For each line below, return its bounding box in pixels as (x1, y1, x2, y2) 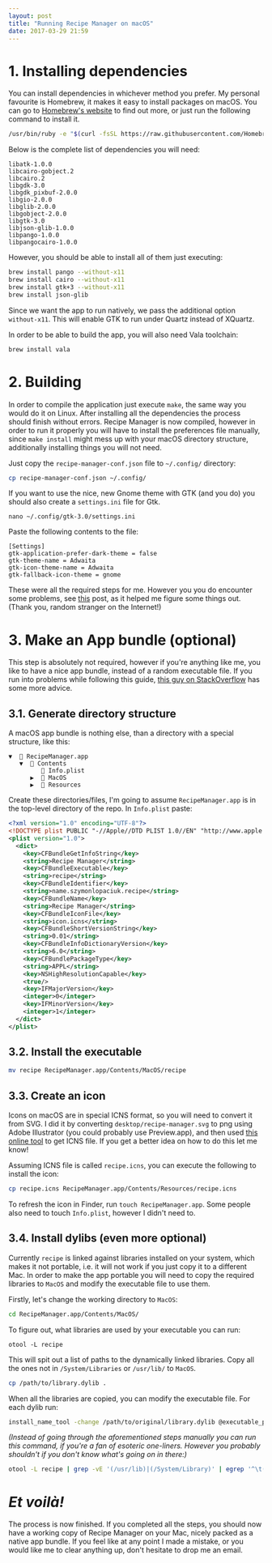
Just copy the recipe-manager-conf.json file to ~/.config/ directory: (8, 458, 236, 468)
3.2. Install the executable (8, 1046, 142, 1059)
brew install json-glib (8, 291, 89, 299)
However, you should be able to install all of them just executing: (8, 253, 223, 262)
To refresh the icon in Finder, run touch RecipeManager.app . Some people (8, 1199, 251, 1209)
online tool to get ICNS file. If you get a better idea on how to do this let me (8, 1136, 257, 1146)
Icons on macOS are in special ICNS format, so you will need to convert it (8, 1110, 253, 1120)
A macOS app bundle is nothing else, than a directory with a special (8, 728, 235, 738)
